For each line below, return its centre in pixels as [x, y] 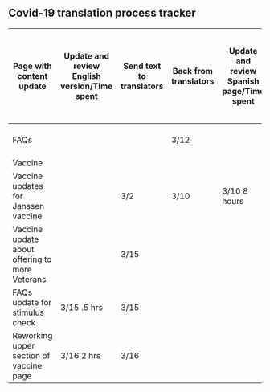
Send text [142, 66]
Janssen [29, 206]
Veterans [29, 279]
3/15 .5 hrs [81, 307]
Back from [192, 71]
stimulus [28, 312]
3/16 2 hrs [80, 355]
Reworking [33, 335]
